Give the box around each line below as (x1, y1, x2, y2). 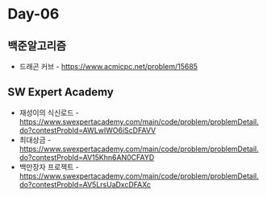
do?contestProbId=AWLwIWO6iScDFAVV (19, 125, 156, 135)
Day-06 (7, 5, 60, 23)
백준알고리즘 (7, 39, 66, 52)
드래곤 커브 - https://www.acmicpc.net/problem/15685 (19, 62, 198, 71)
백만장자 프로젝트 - (19, 162, 80, 171)
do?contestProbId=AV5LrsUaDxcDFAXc (19, 179, 151, 189)
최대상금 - (19, 134, 52, 145)
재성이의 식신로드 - (19, 108, 80, 117)
